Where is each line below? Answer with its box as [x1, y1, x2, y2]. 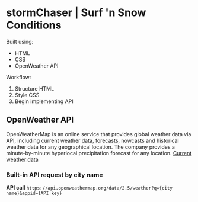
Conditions [6, 18, 62, 32]
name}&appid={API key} [6, 190, 62, 197]
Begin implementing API [14, 98, 74, 105]
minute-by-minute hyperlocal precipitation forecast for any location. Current [6, 149, 192, 156]
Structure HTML [14, 85, 55, 92]
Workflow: [6, 73, 31, 81]
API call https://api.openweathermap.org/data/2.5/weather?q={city [6, 184, 173, 191]
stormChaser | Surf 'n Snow [6, 6, 146, 20]
